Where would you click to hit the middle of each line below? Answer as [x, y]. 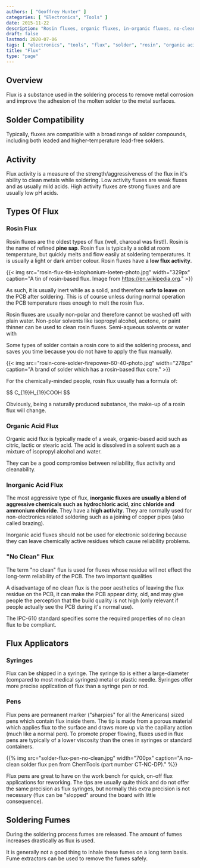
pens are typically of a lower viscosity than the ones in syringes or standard [99, 740]
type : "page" [22, 56]
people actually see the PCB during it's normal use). [70, 606]
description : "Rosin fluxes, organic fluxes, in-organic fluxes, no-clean [101, 28]
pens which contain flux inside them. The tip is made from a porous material [99, 721]
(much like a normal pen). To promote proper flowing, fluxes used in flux [95, 734]
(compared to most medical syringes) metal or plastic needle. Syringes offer [100, 680]
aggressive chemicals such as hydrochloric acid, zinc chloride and [90, 504]
